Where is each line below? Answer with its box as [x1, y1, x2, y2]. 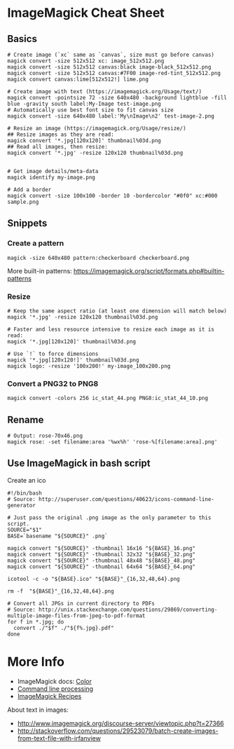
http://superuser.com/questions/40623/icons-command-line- [38, 495, 215, 502]
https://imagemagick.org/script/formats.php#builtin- [73, 266, 225, 275]
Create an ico [7, 476, 46, 484]
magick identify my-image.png [7, 174, 96, 181]
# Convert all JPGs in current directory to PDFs [7, 600, 156, 607]
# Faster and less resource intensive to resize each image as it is [7, 326, 215, 333]
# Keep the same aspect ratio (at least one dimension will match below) [7, 307, 228, 315]
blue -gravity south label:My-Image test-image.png [7, 100, 161, 107]
